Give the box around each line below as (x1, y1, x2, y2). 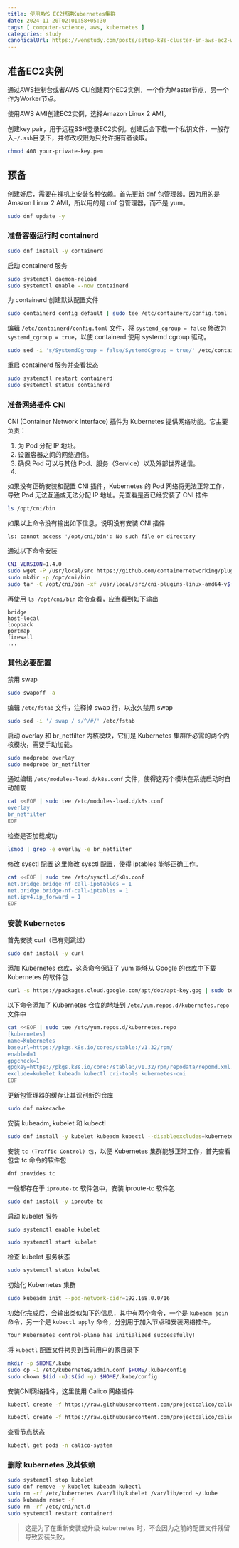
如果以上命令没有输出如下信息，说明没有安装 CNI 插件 (7, 519, 166, 527)
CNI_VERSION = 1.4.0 (7, 561, 62, 568)
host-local (7, 614, 40, 622)
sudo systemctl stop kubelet (7, 1477, 94, 1484)
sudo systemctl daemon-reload (7, 275, 97, 282)
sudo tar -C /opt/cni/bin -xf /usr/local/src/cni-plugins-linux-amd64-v (7, 580, 228, 588)
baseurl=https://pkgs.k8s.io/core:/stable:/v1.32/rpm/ (7, 1043, 174, 1051)
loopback (7, 621, 33, 628)
